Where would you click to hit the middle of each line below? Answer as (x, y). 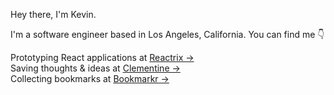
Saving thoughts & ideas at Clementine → (95, 68)
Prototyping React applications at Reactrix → (102, 57)
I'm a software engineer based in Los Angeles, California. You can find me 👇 (167, 34)
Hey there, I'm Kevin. (53, 14)
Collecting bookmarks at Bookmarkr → (90, 78)
